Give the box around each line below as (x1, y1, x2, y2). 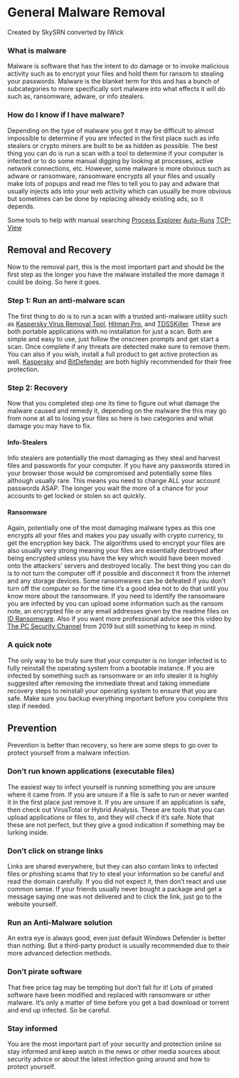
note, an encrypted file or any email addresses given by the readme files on (7, 607, 229, 616)
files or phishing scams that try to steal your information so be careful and (7, 870, 224, 879)
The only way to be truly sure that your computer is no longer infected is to (7, 656, 227, 665)
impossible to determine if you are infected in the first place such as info (7, 133, 220, 142)
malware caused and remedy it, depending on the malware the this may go (7, 406, 227, 415)
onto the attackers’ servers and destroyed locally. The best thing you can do (7, 561, 231, 570)
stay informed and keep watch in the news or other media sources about (7, 1047, 221, 1055)
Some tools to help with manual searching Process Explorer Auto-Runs (7, 215, 215, 224)
